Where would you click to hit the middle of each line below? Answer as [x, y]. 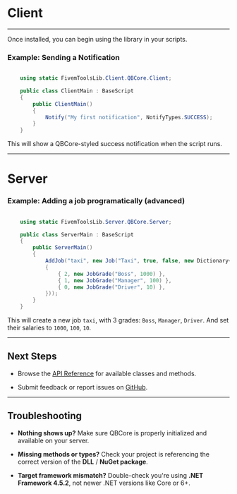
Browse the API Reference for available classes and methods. [107, 373]
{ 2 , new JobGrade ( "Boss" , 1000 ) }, [111, 274]
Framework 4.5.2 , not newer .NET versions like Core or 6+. [104, 483]
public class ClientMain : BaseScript [77, 91]
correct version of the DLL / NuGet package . [83, 462]
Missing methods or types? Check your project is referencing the [114, 454]
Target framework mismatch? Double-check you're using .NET [110, 475]
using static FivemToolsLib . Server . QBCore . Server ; [96, 222]
